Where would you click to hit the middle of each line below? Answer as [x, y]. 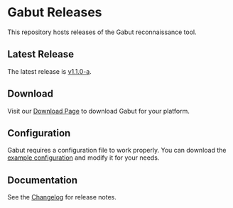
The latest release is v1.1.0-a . [50, 71]
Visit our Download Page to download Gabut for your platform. [99, 111]
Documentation [43, 180]
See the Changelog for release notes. [62, 197]
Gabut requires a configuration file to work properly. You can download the [117, 150]
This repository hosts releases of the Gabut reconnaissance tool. [102, 32]
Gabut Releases [55, 12]
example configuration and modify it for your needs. [83, 158]
